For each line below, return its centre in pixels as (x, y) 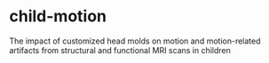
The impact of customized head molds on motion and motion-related (135, 41)
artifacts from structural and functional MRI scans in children (120, 50)
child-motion (58, 16)
